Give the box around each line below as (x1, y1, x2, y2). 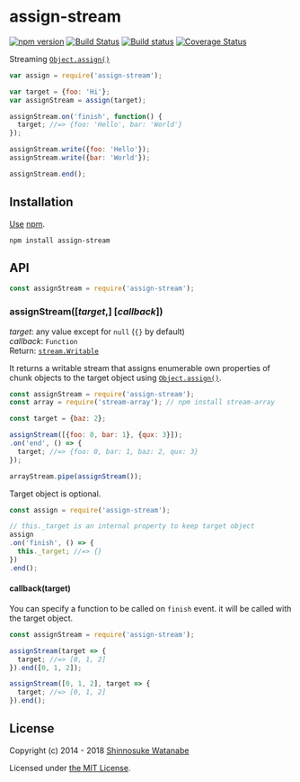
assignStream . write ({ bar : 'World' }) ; (9, 153, 151, 163)
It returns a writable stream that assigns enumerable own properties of (9, 362, 271, 373)
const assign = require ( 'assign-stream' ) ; (9, 505, 171, 514)
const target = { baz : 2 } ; (9, 414, 106, 423)
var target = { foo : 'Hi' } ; (9, 87, 110, 96)
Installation (9, 195, 74, 210)
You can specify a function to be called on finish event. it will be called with (9, 603, 292, 614)
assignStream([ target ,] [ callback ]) (9, 305, 163, 318)
